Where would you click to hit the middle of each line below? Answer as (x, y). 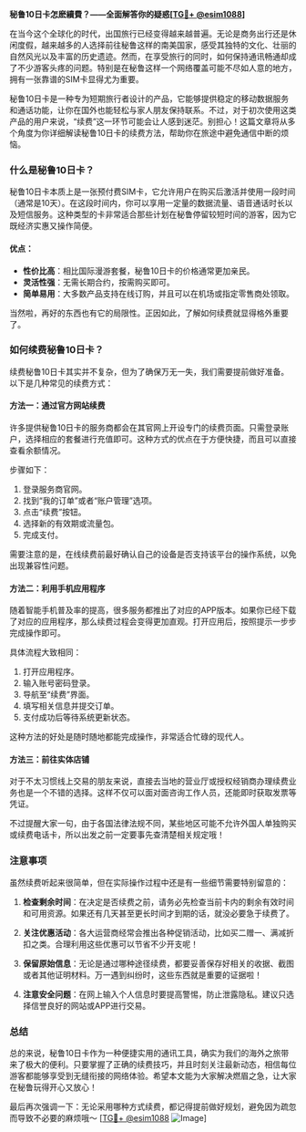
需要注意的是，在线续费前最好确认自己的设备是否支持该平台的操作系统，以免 (153, 554)
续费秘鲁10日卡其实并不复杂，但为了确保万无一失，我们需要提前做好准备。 (149, 371)
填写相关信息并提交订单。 (71, 706)
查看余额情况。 (37, 450)
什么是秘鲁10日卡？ (52, 170)
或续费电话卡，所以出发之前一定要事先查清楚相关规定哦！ (117, 835)
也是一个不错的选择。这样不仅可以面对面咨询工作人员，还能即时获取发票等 (157, 793)
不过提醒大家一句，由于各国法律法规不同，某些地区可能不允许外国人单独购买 (153, 824)
